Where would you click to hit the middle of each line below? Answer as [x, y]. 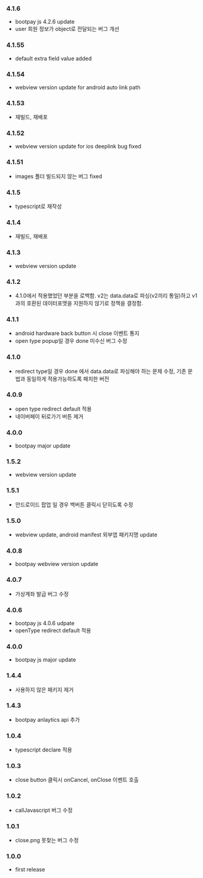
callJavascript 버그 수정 [44, 810]
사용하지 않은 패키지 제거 [44, 690]
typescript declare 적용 [44, 750]
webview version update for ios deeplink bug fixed [78, 147]
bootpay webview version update [57, 564]
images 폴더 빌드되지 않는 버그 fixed [58, 176]
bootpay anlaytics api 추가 [47, 719]
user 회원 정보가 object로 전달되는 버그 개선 [67, 29]
